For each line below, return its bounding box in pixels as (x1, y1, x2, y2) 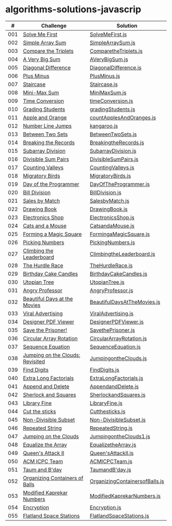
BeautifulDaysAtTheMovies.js (89, 298, 160, 305)
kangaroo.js (89, 122, 118, 129)
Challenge (41, 22, 67, 29)
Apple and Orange (23, 114, 67, 121)
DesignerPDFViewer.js (89, 318, 144, 325)
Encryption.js (89, 503, 122, 511)
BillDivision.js (89, 188, 122, 196)
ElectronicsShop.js (89, 214, 135, 221)
